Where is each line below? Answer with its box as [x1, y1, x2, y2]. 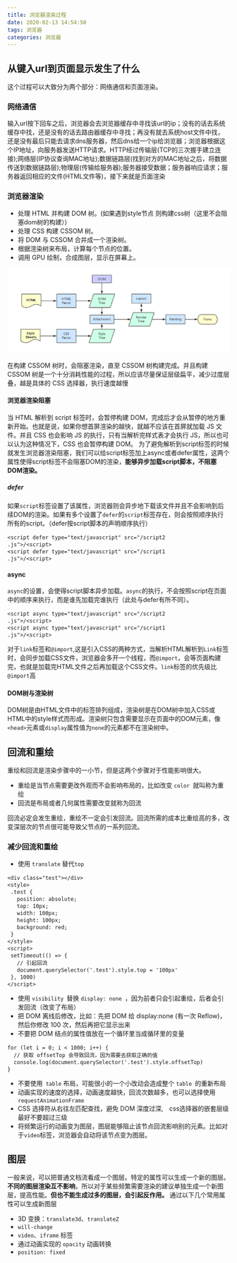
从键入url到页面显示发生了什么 [7, 62, 140, 74]
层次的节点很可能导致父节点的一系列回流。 [19, 823, 143, 831]
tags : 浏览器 [7, 26, 42, 33]
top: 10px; [16, 902, 49, 910]
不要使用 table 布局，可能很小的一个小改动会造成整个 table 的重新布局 [17, 1079, 226, 1087]
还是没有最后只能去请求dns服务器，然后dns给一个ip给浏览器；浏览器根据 [7, 137, 220, 145]
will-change [17, 1224, 53, 1231]
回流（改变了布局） [23, 1003, 80, 1011]
